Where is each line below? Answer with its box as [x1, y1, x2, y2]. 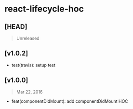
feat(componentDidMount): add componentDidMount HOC [11, 98, 128, 104]
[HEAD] [4, 23, 27, 31]
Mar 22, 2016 [16, 89, 43, 95]
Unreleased [16, 35, 40, 41]
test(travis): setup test [11, 62, 56, 68]
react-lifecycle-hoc [4, 3, 84, 14]
